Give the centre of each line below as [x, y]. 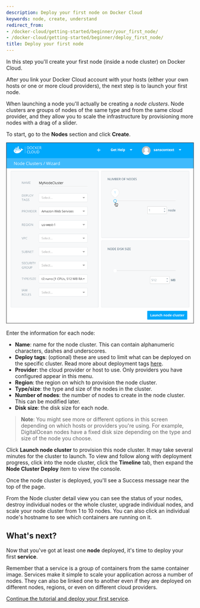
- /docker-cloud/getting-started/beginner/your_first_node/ [82, 32]
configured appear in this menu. [54, 376]
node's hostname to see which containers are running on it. [79, 517]
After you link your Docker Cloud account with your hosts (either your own [97, 79]
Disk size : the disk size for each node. [62, 407]
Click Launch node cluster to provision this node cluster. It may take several [100, 450]
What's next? [32, 536]
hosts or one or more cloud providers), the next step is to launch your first [97, 86]
